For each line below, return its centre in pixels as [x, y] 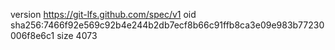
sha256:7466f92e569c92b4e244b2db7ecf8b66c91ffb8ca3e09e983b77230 [167, 25]
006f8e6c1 [32, 35]
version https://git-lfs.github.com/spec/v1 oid [103, 14]
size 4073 [77, 35]
